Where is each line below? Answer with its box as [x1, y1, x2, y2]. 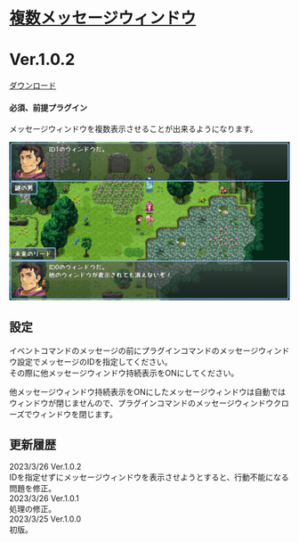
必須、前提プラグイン [9, 102, 87, 112]
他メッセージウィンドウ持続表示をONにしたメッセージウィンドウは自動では [9, 386, 287, 397]
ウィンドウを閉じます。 [32, 408, 117, 419]
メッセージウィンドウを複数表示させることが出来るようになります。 [9, 124, 258, 135]
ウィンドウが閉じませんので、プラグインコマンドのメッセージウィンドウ [9, 398, 274, 408]
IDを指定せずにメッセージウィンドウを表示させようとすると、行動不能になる [9, 472, 289, 482]
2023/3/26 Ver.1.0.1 [9, 493, 80, 504]
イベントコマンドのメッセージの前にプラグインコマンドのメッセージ [9, 345, 259, 356]
